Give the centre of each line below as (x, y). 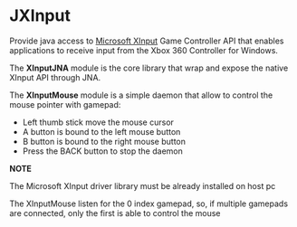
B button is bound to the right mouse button (104, 141)
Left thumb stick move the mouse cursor (98, 122)
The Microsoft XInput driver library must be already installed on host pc (143, 185)
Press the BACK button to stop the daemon (102, 151)
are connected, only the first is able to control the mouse (115, 213)
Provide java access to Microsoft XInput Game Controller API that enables (147, 41)
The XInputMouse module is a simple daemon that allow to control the (141, 95)
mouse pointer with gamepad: (65, 104)
